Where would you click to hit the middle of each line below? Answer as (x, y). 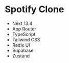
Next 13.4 (22, 23)
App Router (24, 28)
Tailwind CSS (26, 40)
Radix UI (21, 45)
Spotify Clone (34, 9)
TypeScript (24, 34)
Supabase (23, 50)
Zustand (21, 56)
